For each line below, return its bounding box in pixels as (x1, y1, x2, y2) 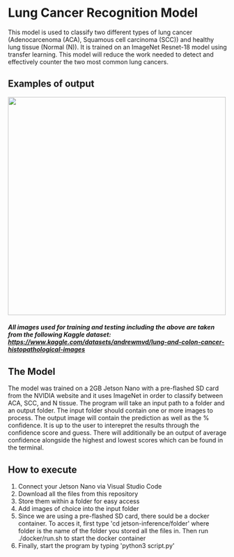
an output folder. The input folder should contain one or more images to (8, 406, 213, 415)
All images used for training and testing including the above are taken (8, 323, 215, 332)
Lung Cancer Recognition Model (8, 5, 198, 21)
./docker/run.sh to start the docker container (17, 534, 146, 542)
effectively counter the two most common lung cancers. (8, 57, 169, 66)
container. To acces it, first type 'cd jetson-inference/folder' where (17, 519, 210, 528)
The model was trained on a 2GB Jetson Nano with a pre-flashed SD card (8, 384, 219, 392)
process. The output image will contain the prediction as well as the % (8, 414, 210, 422)
